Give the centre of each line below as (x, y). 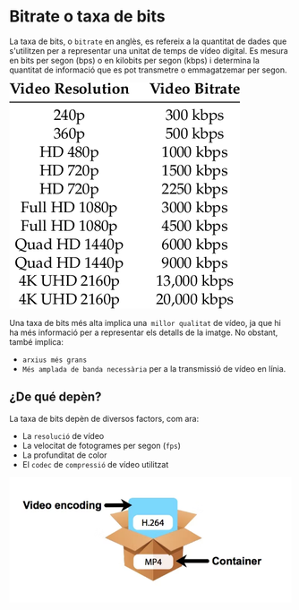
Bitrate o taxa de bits (87, 17)
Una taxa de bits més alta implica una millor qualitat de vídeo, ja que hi (145, 322)
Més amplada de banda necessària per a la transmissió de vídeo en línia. (154, 368)
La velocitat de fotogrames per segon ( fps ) (101, 445)
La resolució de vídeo (63, 435)
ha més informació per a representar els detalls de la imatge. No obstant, (144, 332)
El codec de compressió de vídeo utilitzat (95, 464)
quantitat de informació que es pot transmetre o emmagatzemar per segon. (148, 70)
